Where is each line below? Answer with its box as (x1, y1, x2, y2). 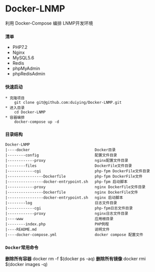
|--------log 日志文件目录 (5, 200, 117, 205)
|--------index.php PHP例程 (5, 222, 109, 227)
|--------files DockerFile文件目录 (5, 163, 132, 168)
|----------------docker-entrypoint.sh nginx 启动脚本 (5, 195, 123, 200)
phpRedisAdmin (12, 71, 45, 77)
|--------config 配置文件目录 (5, 153, 117, 158)
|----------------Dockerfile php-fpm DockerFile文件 (5, 174, 142, 179)
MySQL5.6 (12, 55, 34, 61)
